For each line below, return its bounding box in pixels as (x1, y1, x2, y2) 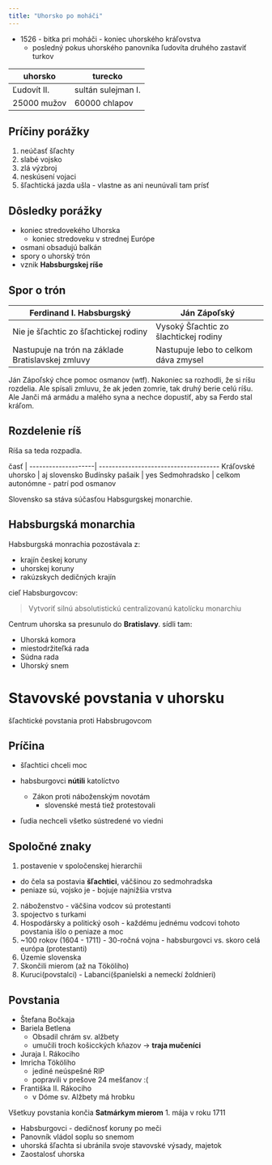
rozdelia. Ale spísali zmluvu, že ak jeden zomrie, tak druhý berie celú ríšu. (8, 383, 253, 393)
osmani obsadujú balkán (19, 243, 102, 252)
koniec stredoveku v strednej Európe (32, 234, 155, 244)
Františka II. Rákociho (19, 1083, 92, 1093)
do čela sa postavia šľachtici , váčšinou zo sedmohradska (19, 877, 213, 887)
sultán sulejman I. (74, 84, 141, 95)
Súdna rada (19, 652, 59, 662)
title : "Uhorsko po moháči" (8, 11, 104, 20)
